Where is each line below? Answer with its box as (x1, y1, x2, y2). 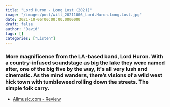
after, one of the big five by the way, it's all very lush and (5, 65, 148, 72)
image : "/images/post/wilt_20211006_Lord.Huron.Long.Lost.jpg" (5, 12, 143, 17)
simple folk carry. (5, 85, 50, 92)
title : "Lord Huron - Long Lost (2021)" (5, 7, 93, 13)
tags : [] (5, 31, 24, 36)
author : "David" (5, 26, 40, 32)
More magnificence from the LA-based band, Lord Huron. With (5, 52, 163, 60)
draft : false (5, 21, 33, 27)
